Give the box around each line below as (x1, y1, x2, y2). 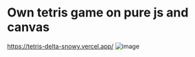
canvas (7, 19, 50, 35)
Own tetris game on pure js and (7, 5, 189, 21)
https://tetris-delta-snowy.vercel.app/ (7, 42, 114, 50)
